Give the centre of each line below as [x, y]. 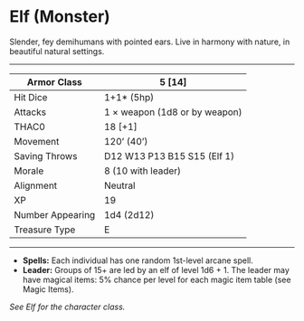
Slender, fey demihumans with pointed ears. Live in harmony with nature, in [150, 42]
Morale [29, 171]
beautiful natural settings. [57, 51]
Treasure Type [45, 230]
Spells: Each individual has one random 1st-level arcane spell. [138, 260]
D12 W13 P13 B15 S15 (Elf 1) [169, 156]
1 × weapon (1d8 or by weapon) [173, 112]
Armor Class [55, 81]
